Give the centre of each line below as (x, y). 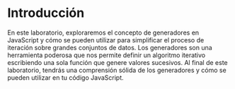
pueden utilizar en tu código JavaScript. (65, 77)
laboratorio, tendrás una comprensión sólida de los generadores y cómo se (117, 70)
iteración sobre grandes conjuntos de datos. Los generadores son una (110, 47)
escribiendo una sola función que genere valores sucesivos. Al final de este (117, 62)
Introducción (46, 13)
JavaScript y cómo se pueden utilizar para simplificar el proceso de (106, 40)
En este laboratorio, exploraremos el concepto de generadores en (103, 32)
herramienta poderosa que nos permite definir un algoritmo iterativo (107, 55)
